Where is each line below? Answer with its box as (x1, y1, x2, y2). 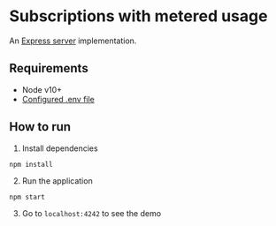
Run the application (21, 175, 93, 186)
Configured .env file (21, 94, 96, 104)
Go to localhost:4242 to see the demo (21, 207, 162, 218)
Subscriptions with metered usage (9, 6, 268, 26)
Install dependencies (21, 143, 99, 154)
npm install (9, 160, 53, 169)
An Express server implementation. (9, 35, 137, 46)
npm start (9, 192, 46, 201)
